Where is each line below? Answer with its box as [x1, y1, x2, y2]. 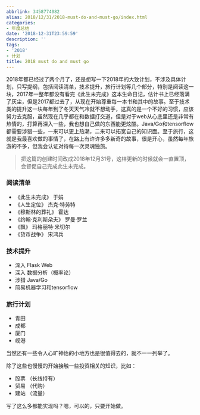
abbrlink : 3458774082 [6, 8, 60, 15]
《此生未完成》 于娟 [14, 193, 64, 200]
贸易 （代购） [14, 382, 48, 389]
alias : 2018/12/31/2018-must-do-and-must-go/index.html [6, 14, 148, 20]
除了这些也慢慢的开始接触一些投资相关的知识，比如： [6, 362, 137, 369]
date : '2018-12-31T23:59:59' [6, 31, 79, 37]
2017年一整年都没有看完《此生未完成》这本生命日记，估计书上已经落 [16, 90, 185, 98]
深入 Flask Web [14, 262, 53, 269]
